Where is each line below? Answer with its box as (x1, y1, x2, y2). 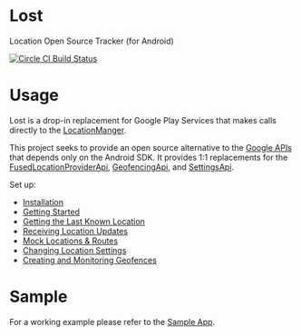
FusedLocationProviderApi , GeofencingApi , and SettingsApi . (9, 161, 234, 173)
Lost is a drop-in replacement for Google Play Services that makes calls (9, 114, 277, 125)
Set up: (9, 179, 36, 190)
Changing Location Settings (22, 244, 127, 255)
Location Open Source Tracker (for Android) (9, 35, 174, 46)
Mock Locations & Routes (22, 235, 119, 246)
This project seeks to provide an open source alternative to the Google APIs (9, 142, 293, 153)
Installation (22, 196, 64, 207)
